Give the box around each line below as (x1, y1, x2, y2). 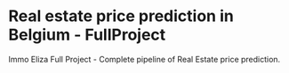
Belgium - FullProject (8, 25, 166, 45)
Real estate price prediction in (8, 6, 235, 26)
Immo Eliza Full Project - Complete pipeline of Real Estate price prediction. (8, 54, 281, 64)
